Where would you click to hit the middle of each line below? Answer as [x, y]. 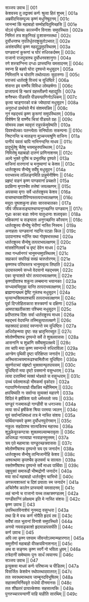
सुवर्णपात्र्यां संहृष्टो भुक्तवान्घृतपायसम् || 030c [40, 365]
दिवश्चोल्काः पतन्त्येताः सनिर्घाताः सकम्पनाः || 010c [44, 131]
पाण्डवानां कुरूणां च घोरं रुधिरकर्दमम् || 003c [40, 52]
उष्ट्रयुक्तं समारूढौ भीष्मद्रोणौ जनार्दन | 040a [39, 471]
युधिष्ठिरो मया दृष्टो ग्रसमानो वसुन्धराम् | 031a [40, 370]
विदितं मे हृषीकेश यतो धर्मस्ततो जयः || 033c [40, 399]
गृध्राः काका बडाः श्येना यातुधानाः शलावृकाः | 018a [43, 214]
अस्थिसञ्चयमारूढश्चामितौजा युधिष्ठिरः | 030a [41, 359]
